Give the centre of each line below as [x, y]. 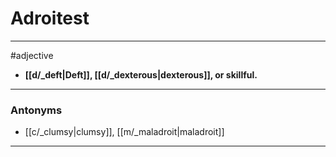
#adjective [32, 55]
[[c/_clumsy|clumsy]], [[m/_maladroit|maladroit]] [124, 132]
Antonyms [36, 110]
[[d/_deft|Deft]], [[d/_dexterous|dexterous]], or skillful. [141, 74]
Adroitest [50, 18]
